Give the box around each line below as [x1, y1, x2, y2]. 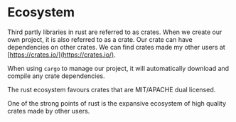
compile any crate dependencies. [7, 72, 105, 80]
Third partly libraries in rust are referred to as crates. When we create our [7, 28, 222, 36]
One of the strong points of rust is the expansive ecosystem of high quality [7, 99, 226, 107]
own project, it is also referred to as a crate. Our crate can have [7, 35, 193, 43]
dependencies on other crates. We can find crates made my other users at [7, 43, 225, 51]
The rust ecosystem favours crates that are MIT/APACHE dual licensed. [7, 85, 216, 94]
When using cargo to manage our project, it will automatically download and [7, 64, 230, 72]
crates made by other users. [7, 106, 90, 115]
